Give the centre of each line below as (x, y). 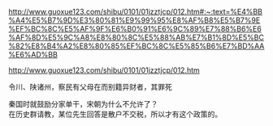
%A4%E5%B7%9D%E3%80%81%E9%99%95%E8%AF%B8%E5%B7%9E (134, 20)
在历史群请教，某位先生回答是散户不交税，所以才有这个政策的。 (115, 114)
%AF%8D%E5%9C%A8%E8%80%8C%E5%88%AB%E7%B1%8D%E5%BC (136, 37)
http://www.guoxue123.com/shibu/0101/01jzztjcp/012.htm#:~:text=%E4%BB (135, 12)
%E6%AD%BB (33, 55)
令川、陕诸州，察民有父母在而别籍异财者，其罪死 (90, 87)
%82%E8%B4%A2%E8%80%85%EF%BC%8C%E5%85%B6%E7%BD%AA (136, 46)
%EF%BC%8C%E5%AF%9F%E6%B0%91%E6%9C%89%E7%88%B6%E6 (135, 29)
